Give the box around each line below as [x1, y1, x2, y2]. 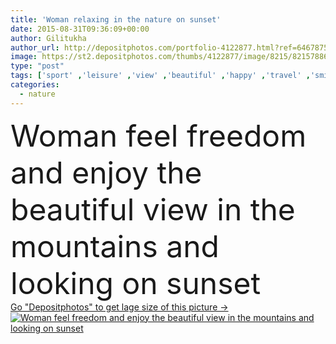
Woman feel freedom [10, 116, 307, 155]
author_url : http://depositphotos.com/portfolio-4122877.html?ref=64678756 [10, 42, 333, 53]
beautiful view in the [10, 190, 296, 228]
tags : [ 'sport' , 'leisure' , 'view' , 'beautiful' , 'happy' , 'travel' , [10, 71, 311, 81]
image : [10, 52, 38, 62]
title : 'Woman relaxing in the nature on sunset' [10, 14, 222, 25]
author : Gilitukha [10, 33, 87, 43]
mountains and [10, 227, 220, 265]
